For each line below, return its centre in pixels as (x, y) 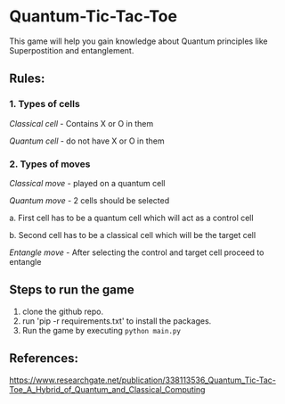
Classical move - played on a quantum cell (87, 183)
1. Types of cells (45, 104)
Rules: (27, 79)
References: (44, 359)
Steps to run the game (72, 290)
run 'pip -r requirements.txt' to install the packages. (117, 321)
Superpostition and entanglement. (72, 50)
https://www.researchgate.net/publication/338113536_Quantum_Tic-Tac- (142, 380)
